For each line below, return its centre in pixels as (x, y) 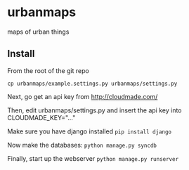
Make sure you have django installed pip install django (90, 131)
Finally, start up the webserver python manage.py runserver (93, 158)
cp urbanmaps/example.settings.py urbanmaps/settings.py (92, 84)
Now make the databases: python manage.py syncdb (82, 145)
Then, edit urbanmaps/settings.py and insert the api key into (94, 110)
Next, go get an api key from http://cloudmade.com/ (83, 96)
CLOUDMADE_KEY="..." (41, 117)
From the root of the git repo (48, 70)
